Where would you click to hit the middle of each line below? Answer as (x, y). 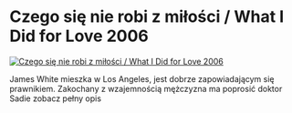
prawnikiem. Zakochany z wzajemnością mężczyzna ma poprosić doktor (146, 88)
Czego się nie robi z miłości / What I (147, 17)
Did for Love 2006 (79, 36)
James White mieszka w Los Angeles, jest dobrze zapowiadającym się (142, 78)
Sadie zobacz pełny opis (56, 98)
